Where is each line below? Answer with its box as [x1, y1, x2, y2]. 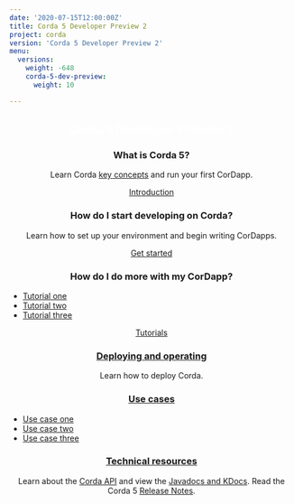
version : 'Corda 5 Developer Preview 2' [9, 38, 164, 48]
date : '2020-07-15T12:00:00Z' [9, 13, 124, 23]
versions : [17, 55, 54, 64]
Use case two [22, 423, 74, 434]
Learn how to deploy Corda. [99, 370, 204, 381]
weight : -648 [25, 64, 75, 73]
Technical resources [106, 455, 198, 468]
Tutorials [134, 327, 169, 338]
